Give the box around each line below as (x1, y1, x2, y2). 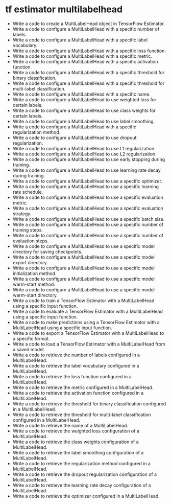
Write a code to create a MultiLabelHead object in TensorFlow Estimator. (12, 20, 165, 27)
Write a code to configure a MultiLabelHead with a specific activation (12, 58, 158, 64)
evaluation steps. (12, 238, 49, 244)
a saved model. (12, 346, 45, 352)
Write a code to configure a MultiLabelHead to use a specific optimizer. (12, 178, 162, 184)
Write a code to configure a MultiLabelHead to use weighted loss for (12, 96, 157, 103)
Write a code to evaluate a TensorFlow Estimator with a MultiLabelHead (12, 308, 163, 314)
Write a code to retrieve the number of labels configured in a (12, 352, 140, 358)
